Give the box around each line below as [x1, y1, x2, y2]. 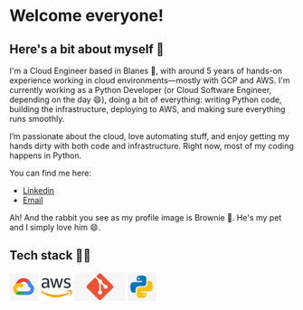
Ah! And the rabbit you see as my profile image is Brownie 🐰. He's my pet [9, 212, 282, 222]
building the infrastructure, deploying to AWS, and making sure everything [9, 104, 286, 114]
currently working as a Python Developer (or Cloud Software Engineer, [9, 85, 272, 95]
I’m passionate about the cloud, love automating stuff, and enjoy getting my [9, 131, 290, 141]
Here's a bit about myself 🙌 [9, 42, 165, 57]
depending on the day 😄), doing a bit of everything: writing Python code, [9, 94, 282, 105]
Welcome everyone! [9, 5, 165, 26]
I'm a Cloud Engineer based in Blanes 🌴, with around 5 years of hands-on [9, 65, 283, 76]
